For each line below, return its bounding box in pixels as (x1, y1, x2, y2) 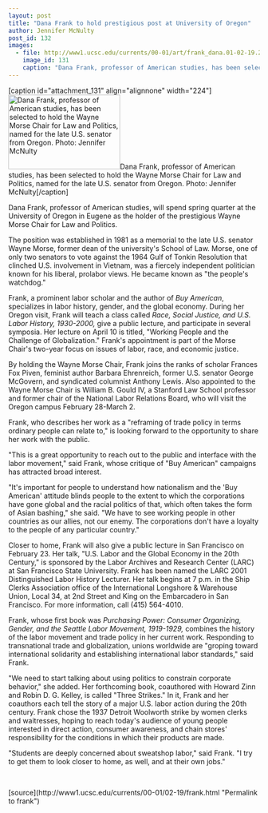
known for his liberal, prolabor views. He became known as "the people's (8, 269, 249, 278)
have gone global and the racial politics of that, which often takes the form (8, 499, 253, 508)
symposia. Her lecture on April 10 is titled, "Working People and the (8, 327, 229, 337)
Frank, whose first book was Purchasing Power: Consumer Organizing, (8, 615, 242, 624)
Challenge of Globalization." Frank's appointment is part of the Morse (8, 335, 236, 345)
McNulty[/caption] (8, 187, 69, 197)
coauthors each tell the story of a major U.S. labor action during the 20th (8, 699, 247, 708)
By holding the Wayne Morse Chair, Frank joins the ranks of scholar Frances (8, 359, 258, 369)
